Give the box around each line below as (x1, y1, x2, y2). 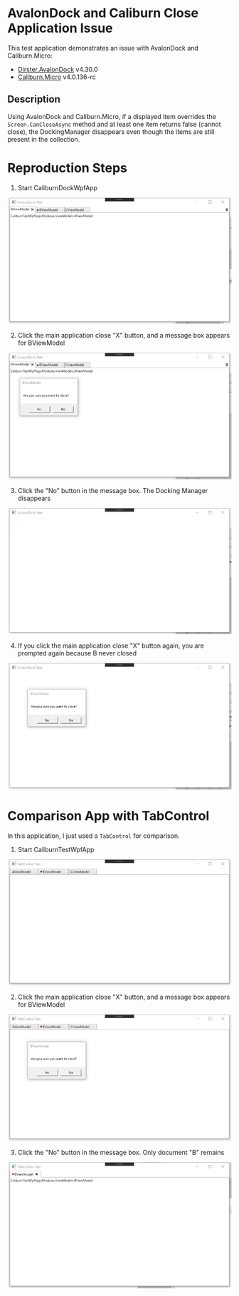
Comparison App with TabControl (7, 807, 210, 824)
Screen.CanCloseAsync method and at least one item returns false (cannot (7, 120, 222, 128)
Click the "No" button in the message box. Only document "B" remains (17, 1148, 225, 1156)
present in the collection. (7, 135, 80, 143)
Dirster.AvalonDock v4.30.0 (17, 65, 98, 73)
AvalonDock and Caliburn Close (7, 5, 199, 21)
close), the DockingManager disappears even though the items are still (7, 127, 215, 136)
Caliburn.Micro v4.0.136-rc (17, 73, 96, 81)
